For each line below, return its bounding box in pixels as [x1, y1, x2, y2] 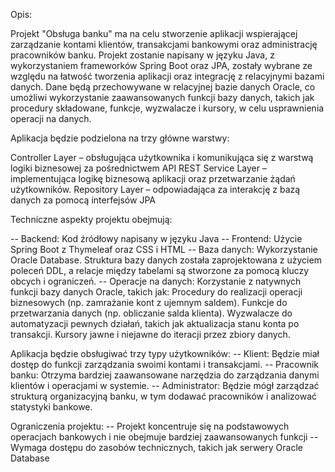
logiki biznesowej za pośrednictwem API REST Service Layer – [10, 162, 267, 174]
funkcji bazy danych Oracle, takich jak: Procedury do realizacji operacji [10, 286, 303, 298]
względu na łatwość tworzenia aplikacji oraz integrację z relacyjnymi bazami [10, 70, 325, 82]
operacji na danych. [10, 113, 92, 124]
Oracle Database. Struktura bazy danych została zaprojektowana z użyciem [10, 254, 322, 266]
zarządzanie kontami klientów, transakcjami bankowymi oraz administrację [10, 39, 318, 50]
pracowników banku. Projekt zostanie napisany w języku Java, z [10, 49, 275, 61]
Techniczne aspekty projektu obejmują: [10, 214, 173, 225]
